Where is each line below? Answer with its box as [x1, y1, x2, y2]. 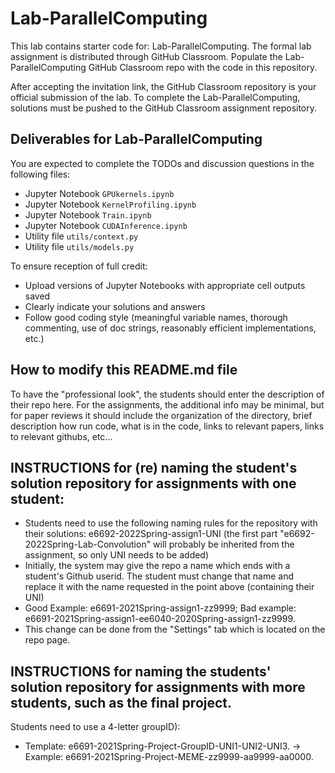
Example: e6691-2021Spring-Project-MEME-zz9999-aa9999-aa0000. [24, 751, 314, 763]
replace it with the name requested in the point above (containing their [24, 581, 315, 593]
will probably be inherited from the [153, 538, 295, 551]
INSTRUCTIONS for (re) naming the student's [10, 459, 298, 476]
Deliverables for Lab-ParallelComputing [10, 131, 263, 148]
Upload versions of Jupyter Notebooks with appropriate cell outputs [24, 279, 306, 291]
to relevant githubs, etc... [10, 430, 113, 442]
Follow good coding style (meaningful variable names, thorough [24, 311, 288, 323]
